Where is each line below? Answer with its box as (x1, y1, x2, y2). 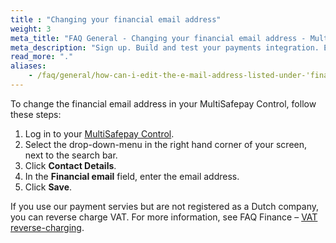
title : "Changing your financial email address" (10, 14, 222, 25)
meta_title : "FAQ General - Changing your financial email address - (10, 33, 307, 43)
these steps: (10, 108, 62, 120)
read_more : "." (10, 52, 74, 62)
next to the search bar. (24, 149, 118, 161)
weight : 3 (10, 24, 52, 34)
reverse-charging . (10, 221, 85, 233)
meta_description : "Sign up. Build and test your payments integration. (10, 42, 320, 53)
